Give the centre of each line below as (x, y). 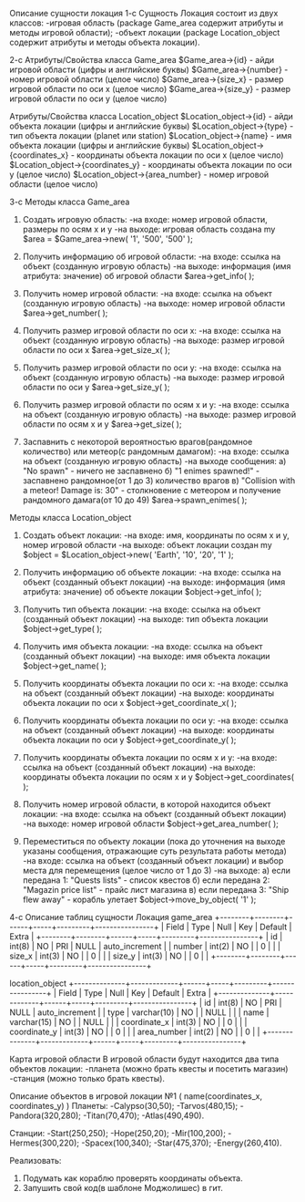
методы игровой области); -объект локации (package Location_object (145, 32)
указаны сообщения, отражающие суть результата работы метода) (154, 851)
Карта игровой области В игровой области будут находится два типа (144, 1059)
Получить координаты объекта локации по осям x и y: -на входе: (150, 757)
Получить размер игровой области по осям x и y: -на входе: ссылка (156, 404)
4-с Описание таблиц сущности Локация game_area (111, 917)
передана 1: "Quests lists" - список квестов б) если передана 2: (146, 880)
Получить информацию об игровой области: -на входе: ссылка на (152, 256)
